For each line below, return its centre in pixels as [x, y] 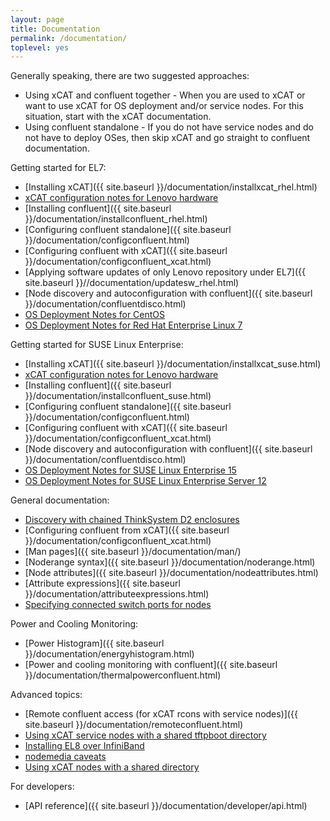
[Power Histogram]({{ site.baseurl [94, 643]
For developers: [42, 787]
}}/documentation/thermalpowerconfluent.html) [123, 675]
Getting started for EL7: [58, 168]
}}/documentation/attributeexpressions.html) [117, 594]
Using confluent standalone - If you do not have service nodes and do [169, 127]
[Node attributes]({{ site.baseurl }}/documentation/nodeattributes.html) [171, 573]
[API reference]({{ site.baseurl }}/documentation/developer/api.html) [166, 806]
